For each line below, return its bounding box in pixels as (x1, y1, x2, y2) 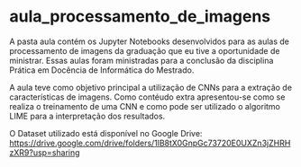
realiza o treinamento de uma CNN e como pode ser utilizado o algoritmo (9, 101, 281, 111)
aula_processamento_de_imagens (9, 6, 271, 27)
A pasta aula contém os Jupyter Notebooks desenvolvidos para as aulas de (9, 36, 290, 47)
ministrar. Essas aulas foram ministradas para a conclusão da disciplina (9, 55, 274, 66)
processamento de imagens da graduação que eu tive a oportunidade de (9, 45, 280, 56)
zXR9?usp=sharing (9, 146, 80, 158)
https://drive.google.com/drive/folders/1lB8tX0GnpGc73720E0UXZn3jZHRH (9, 137, 291, 148)
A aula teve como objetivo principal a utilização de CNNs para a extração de (9, 82, 293, 92)
